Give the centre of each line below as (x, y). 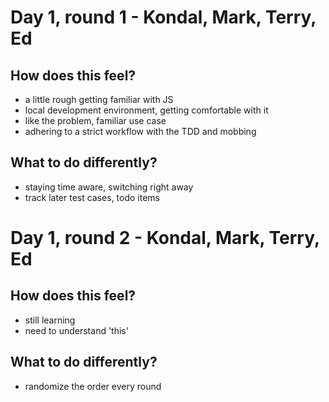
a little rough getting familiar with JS (99, 99)
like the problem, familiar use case (95, 120)
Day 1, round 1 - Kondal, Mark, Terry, (163, 17)
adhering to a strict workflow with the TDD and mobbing (140, 131)
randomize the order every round (93, 386)
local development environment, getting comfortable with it (146, 110)
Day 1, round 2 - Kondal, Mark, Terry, (165, 238)
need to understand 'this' (76, 330)
